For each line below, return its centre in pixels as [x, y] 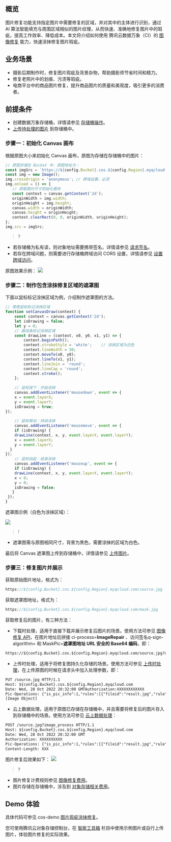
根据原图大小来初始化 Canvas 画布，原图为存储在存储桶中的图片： [75, 155]
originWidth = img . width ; [39, 198]
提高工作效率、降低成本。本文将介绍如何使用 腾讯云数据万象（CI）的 [86, 35]
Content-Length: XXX [27, 749]
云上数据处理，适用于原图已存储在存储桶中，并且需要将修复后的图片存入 [88, 709]
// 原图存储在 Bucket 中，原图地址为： [42, 165]
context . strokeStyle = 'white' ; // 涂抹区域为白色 [79, 345]
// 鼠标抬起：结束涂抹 [35, 459]
